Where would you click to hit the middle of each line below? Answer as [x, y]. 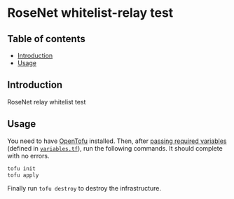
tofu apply [23, 175]
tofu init [22, 169]
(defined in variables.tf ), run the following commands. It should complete [115, 148]
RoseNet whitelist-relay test [90, 13]
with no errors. [29, 156]
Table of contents [46, 39]
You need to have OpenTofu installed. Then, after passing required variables [117, 141]
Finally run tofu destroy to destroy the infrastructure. [84, 188]
